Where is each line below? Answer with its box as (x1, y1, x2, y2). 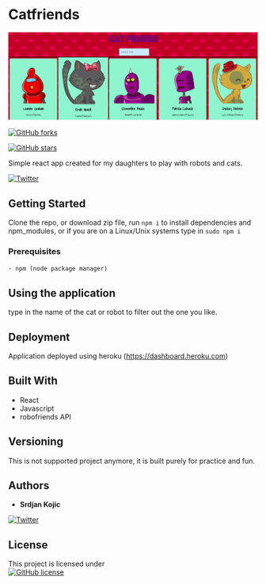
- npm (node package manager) (8, 265, 108, 273)
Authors (8, 479, 50, 492)
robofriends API (19, 411, 71, 421)
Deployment (8, 330, 70, 343)
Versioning (8, 435, 63, 449)
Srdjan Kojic (19, 500, 61, 510)
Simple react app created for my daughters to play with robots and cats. (8, 158, 243, 168)
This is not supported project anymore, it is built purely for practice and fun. (8, 456, 256, 465)
